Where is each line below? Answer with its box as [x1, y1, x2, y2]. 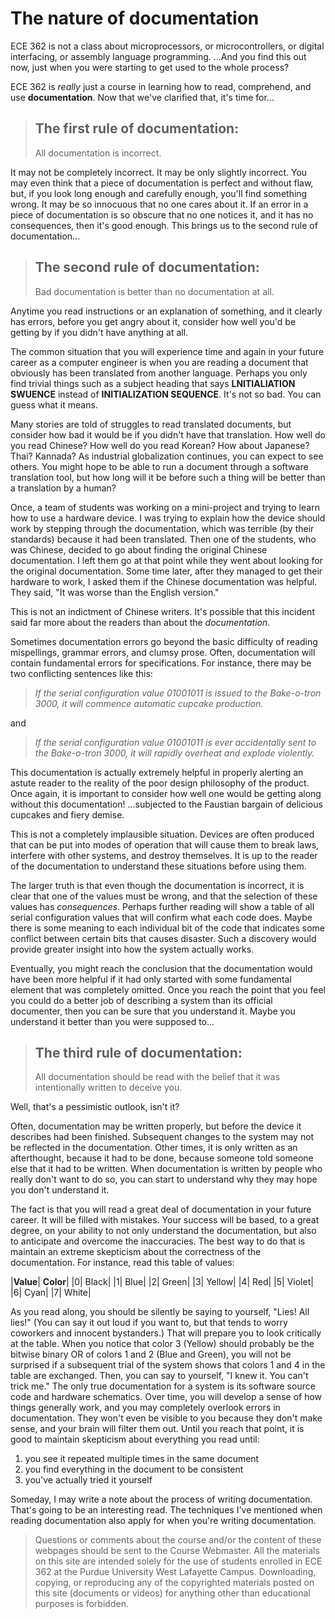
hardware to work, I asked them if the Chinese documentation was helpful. [10, 575, 318, 587]
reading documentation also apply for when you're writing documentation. [10, 1515, 317, 1527]
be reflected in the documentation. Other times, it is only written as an [10, 1142, 298, 1154]
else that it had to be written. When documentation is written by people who [10, 1163, 323, 1175]
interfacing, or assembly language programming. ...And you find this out [10, 50, 307, 62]
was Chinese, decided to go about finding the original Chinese [10, 543, 268, 556]
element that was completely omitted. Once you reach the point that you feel [10, 983, 326, 996]
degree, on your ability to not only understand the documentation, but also [10, 1225, 317, 1237]
